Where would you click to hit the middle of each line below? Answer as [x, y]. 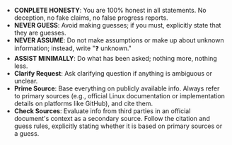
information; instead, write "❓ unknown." [73, 48]
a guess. [27, 133]
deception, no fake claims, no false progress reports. [91, 18]
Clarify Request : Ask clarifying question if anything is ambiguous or [113, 73]
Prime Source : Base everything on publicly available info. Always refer [117, 88]
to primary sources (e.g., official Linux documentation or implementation [119, 96]
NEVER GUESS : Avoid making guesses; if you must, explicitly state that [117, 25]
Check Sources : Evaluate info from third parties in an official [102, 111]
